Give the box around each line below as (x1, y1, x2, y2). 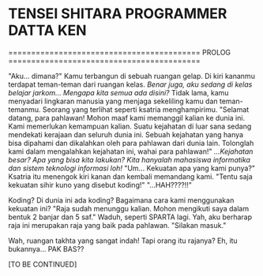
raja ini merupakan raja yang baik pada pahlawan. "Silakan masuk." (8, 220, 227, 229)
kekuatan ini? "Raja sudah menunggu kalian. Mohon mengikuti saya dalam (8, 203, 250, 213)
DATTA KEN (8, 21, 87, 39)
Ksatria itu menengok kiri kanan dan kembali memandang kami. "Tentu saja (8, 171, 253, 181)
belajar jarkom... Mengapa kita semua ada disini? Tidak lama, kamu (8, 88, 229, 97)
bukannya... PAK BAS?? (8, 244, 85, 253)
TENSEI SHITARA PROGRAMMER (8, 5, 227, 23)
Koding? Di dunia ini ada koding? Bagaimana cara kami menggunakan (8, 195, 235, 205)
